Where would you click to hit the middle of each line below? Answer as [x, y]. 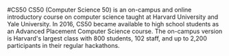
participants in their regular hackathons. [63, 46]
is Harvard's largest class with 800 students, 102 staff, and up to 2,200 [107, 38]
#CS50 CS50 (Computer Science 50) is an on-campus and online [99, 10]
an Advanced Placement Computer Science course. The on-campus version [115, 31]
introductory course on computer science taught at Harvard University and [113, 17]
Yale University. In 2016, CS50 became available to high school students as [113, 24]
